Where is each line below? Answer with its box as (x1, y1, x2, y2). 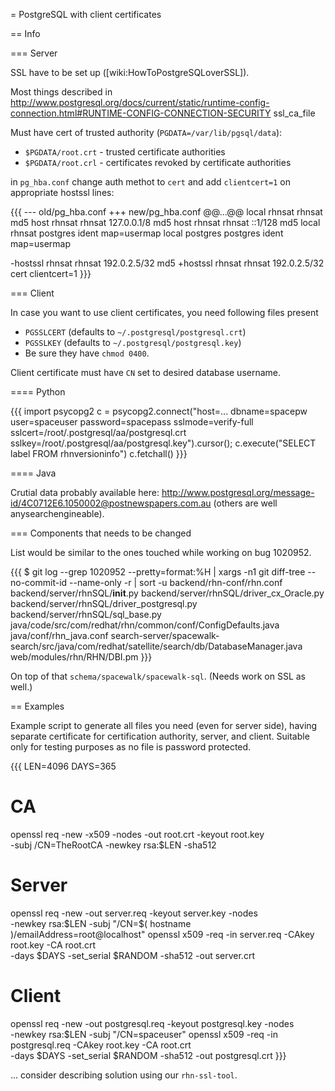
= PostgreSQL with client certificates (10, 9, 162, 20)
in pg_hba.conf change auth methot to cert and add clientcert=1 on (10, 176, 291, 188)
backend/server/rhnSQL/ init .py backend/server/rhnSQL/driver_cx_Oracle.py (10, 587, 325, 599)
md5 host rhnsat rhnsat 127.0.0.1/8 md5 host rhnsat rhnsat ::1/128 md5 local (10, 217, 321, 228)
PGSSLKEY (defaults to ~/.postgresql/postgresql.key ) (24, 337, 242, 348)
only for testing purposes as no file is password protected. (10, 741, 252, 753)
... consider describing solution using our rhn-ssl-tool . (10, 1069, 238, 1081)
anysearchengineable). (10, 508, 105, 519)
